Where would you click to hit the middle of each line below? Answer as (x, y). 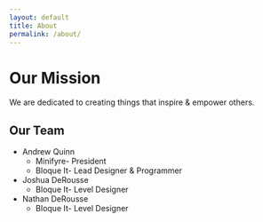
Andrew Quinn (48, 152)
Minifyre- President (71, 162)
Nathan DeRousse (55, 199)
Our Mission (55, 78)
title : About (33, 26)
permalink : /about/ (45, 34)
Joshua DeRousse (55, 180)
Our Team (37, 130)
